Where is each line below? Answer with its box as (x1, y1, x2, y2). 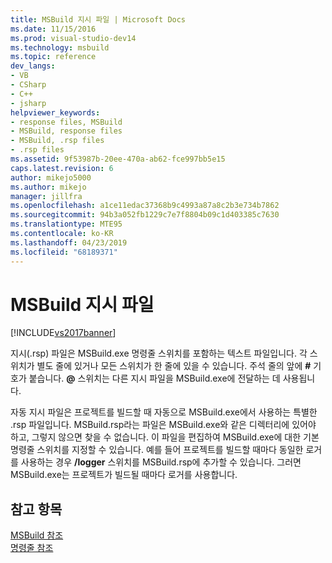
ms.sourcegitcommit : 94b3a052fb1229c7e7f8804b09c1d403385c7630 (10, 210, 280, 220)
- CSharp (10, 80, 47, 90)
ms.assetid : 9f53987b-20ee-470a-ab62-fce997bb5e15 (10, 154, 226, 164)
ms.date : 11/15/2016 (10, 24, 97, 34)
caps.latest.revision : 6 (10, 163, 114, 173)
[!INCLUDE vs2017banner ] (10, 327, 117, 339)
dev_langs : (10, 61, 56, 71)
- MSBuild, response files (10, 126, 123, 136)
